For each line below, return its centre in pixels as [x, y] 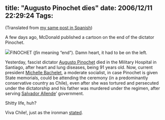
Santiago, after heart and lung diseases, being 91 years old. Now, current [79, 67]
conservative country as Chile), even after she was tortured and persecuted [82, 83]
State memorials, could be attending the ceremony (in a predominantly [77, 78]
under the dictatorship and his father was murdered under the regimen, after [82, 88]
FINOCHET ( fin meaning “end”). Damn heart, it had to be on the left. [79, 52]
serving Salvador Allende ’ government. [45, 93]
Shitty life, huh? [21, 103]
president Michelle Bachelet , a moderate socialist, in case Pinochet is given [82, 72]
